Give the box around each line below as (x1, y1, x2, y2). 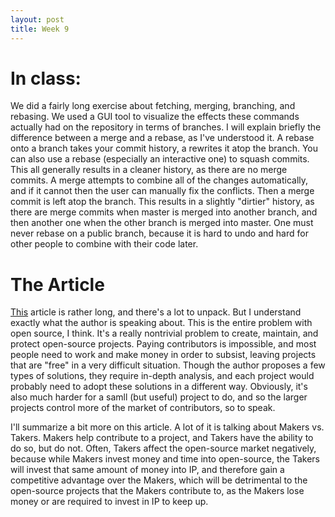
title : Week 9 (10, 24, 70, 34)
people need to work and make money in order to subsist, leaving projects (10, 349, 317, 361)
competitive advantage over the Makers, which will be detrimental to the (10, 474, 308, 486)
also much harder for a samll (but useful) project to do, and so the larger (10, 391, 308, 403)
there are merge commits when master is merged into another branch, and (10, 206, 318, 218)
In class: (10, 67, 82, 90)
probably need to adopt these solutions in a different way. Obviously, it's (10, 381, 308, 393)
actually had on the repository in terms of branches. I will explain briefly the (10, 121, 322, 133)
